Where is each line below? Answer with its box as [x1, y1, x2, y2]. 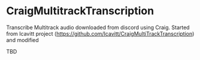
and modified [6, 36, 39, 43]
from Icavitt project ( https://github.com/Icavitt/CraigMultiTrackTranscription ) [6, 30, 195, 37]
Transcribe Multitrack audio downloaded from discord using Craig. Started [6, 24, 190, 31]
